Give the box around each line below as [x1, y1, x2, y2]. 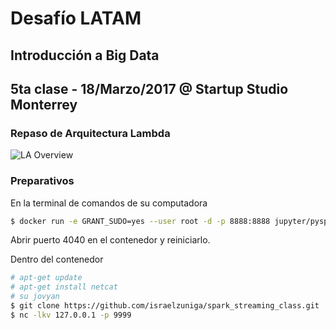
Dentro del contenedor [10, 253, 104, 266]
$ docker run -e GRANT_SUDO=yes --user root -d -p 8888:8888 [10, 216, 271, 226]
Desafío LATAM [10, 7, 142, 30]
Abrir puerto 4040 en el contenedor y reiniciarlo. [10, 234, 211, 246]
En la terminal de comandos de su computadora [10, 197, 208, 209]
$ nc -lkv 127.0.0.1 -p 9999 [10, 310, 132, 320]
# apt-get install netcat [10, 282, 118, 292]
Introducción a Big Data [10, 47, 160, 64]
